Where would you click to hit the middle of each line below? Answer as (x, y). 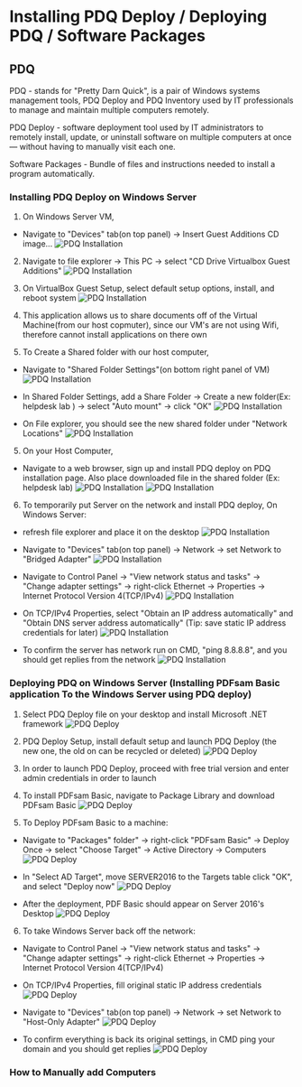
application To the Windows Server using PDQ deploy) (131, 694)
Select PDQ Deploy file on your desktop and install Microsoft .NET (145, 714)
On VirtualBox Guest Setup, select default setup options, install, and (148, 288)
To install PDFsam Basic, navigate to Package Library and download (148, 795)
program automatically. (52, 174)
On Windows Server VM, (68, 217)
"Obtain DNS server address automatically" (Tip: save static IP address (154, 623)
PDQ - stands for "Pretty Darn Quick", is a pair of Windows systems (135, 91)
